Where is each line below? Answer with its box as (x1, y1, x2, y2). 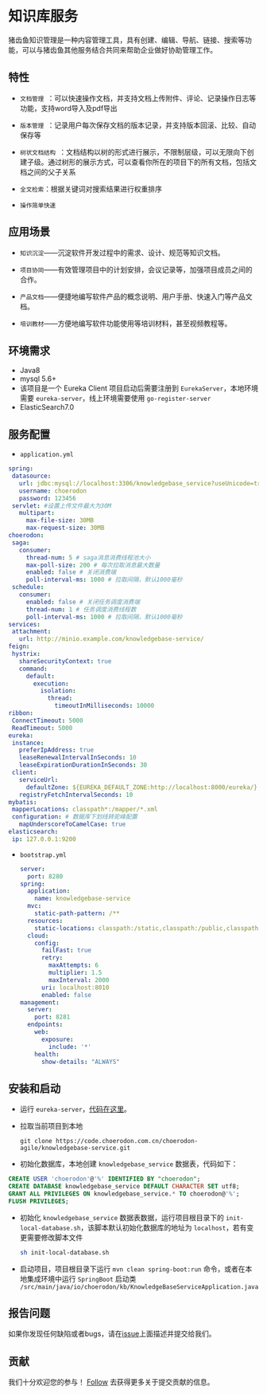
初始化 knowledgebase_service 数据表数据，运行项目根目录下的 (19, 1212, 225, 1222)
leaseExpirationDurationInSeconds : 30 (18, 761, 148, 769)
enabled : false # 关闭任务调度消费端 (25, 598, 141, 606)
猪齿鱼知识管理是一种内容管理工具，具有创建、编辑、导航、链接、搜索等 (8, 35, 245, 45)
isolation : (40, 687, 77, 695)
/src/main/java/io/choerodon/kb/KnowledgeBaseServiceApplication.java (19, 1282, 259, 1291)
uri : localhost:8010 (41, 984, 110, 992)
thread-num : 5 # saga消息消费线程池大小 (25, 553, 151, 562)
